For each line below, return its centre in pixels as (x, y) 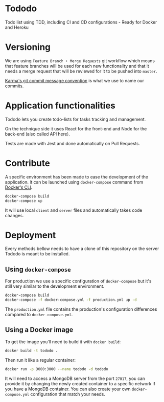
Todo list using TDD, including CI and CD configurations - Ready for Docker (81, 22)
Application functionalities (60, 106)
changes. (14, 215)
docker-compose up (24, 201)
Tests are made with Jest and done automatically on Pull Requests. (73, 143)
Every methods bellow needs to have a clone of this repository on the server (82, 249)
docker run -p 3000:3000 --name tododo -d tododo (57, 369)
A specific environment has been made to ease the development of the (77, 176)
